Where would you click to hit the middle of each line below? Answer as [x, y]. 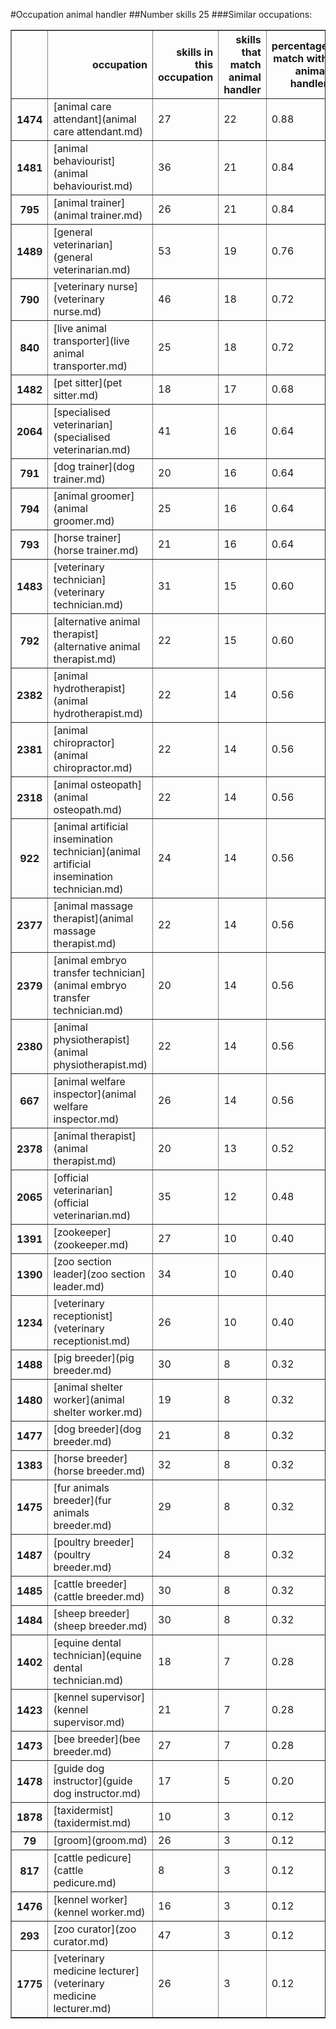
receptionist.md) [92, 1341]
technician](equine [97, 1655]
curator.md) [81, 1941]
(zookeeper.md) [91, 1244]
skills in [195, 52]
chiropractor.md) [93, 767]
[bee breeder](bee [97, 1739]
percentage [299, 46]
